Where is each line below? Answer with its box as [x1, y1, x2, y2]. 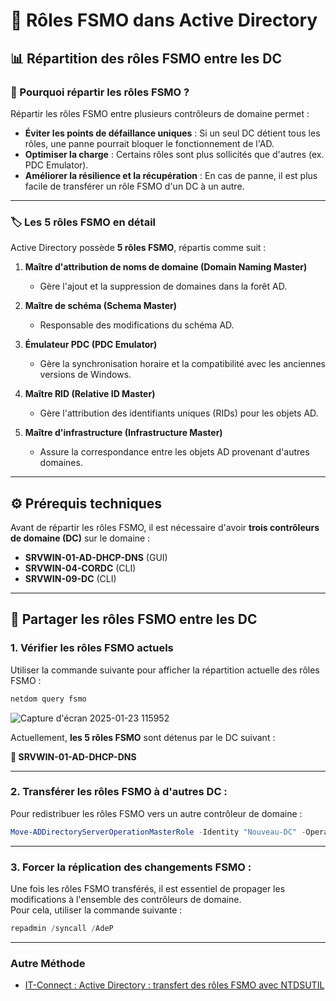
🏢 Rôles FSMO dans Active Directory [10, 9, 318, 32]
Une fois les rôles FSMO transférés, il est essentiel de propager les [10, 883, 286, 895]
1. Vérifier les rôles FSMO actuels [10, 641, 174, 655]
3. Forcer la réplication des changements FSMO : [10, 860, 252, 874]
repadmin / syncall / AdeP [10, 924, 114, 934]
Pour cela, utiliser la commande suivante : [10, 904, 183, 916]
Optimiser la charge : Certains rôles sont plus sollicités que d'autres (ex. [24, 148, 325, 160]
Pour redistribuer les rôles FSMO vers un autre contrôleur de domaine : [10, 807, 303, 819]
